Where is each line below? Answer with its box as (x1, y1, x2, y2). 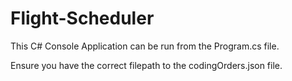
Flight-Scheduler (10, 7, 155, 30)
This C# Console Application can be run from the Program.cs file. (10, 40, 280, 52)
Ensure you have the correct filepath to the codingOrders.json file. (10, 59, 283, 71)
